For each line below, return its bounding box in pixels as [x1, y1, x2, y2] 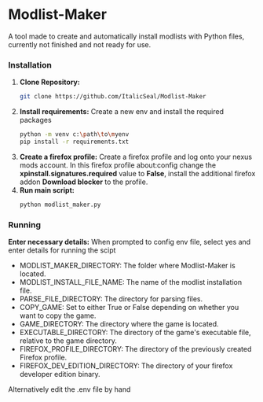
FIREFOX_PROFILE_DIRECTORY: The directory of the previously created [19, 345, 252, 354]
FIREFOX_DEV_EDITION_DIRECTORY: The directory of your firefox [19, 361, 233, 371]
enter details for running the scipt [8, 245, 116, 255]
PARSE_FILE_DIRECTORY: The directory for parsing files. [19, 294, 203, 304]
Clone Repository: [19, 77, 80, 87]
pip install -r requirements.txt [19, 138, 130, 146]
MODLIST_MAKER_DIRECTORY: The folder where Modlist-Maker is [19, 261, 236, 271]
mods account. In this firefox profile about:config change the [19, 160, 217, 170]
